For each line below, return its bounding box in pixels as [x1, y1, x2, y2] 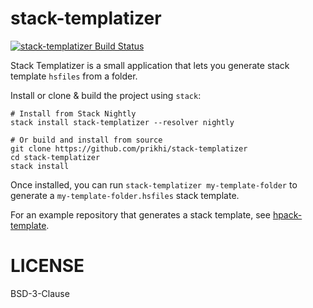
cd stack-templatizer [10, 152, 101, 162]
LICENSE [10, 255, 85, 277]
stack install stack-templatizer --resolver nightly [10, 117, 235, 127]
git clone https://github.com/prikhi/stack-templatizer [10, 143, 248, 154]
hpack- [272, 208, 303, 221]
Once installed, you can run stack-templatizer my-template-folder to [10, 178, 298, 191]
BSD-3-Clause [10, 287, 70, 299]
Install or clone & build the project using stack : [10, 89, 202, 101]
